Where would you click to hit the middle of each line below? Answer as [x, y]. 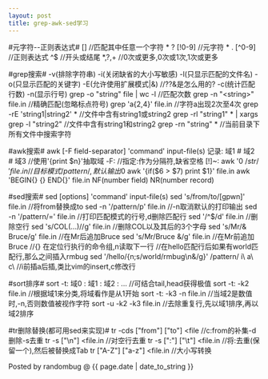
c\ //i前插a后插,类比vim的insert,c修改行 [72, 266]
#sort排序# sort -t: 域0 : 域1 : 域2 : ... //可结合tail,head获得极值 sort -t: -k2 [129, 283]
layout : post [30, 16]
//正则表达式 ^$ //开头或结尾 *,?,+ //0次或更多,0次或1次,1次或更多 [113, 57]
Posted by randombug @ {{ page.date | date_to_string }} [101, 366]
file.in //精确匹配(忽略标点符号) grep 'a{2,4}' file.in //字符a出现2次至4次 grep [133, 104]
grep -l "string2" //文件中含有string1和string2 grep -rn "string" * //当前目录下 [134, 124]
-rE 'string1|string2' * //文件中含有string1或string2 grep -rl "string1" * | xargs [133, 114]
